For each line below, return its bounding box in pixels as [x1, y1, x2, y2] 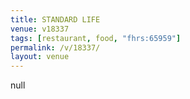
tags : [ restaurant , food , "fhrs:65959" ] [10, 33, 182, 43]
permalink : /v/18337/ [10, 42, 101, 53]
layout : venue [10, 52, 70, 62]
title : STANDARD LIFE [10, 14, 101, 25]
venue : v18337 [10, 24, 70, 34]
